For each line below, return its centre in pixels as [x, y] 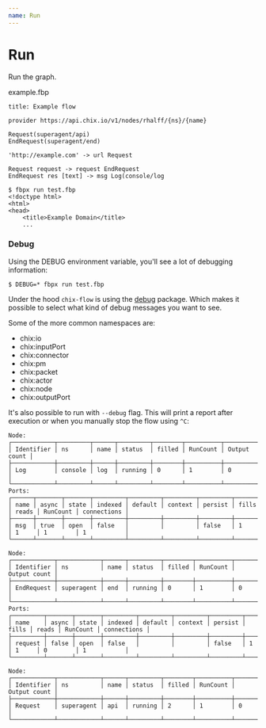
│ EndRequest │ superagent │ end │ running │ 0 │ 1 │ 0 [125, 588]
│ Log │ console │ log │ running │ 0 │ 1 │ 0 [120, 470]
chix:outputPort [45, 397]
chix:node [36, 388]
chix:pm [32, 363]
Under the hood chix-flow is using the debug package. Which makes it [124, 299]
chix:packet [38, 372]
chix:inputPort [42, 346]
